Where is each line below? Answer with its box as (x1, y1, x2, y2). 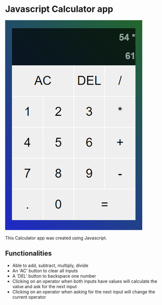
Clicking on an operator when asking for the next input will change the (12, 289, 156, 295)
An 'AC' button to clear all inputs (12, 267, 78, 273)
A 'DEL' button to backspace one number (12, 273, 96, 279)
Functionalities (5, 249, 52, 258)
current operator (12, 294, 46, 300)
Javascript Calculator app (5, 3, 114, 15)
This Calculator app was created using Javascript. (5, 235, 107, 241)
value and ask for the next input (12, 283, 77, 289)
